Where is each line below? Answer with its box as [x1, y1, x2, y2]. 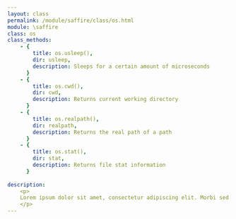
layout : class [7, 10, 49, 18]
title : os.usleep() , [33, 50, 93, 57]
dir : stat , [33, 155, 65, 162]
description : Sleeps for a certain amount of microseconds [33, 63, 211, 70]
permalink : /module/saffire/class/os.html [7, 17, 134, 24]
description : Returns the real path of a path [33, 129, 172, 136]
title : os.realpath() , [33, 115, 100, 122]
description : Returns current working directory [33, 96, 179, 103]
